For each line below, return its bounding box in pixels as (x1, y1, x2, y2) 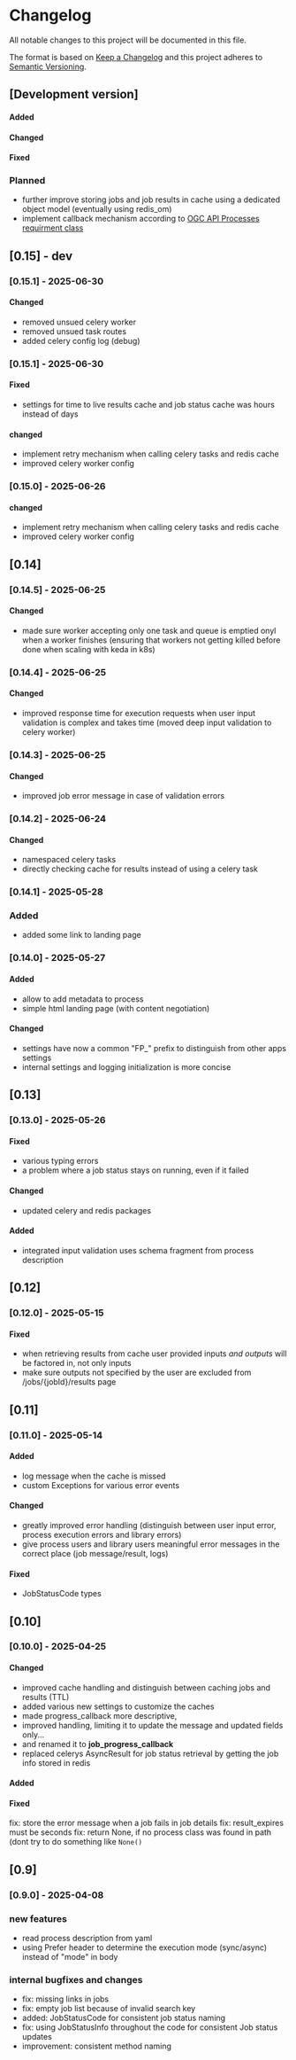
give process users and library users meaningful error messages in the (21, 1539, 280, 1549)
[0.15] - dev (9, 248, 73, 263)
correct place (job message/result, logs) (21, 1548, 169, 1558)
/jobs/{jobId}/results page (21, 1377, 117, 1387)
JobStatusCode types (21, 1588, 102, 1599)
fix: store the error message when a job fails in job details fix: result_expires (9, 1818, 285, 1829)
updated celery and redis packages (21, 1205, 152, 1215)
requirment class (21, 222, 84, 233)
